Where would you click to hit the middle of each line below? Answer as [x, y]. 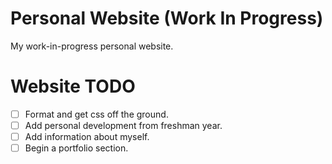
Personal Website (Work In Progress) [167, 18]
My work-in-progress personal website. [92, 46]
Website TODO [73, 86]
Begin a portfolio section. [76, 148]
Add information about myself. [87, 136]
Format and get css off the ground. [96, 114]
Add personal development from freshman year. [123, 125]
